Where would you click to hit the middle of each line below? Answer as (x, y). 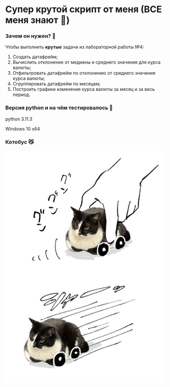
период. (21, 94)
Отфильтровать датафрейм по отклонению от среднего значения (84, 73)
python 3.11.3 (19, 119)
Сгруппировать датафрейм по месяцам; (56, 84)
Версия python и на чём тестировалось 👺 (59, 108)
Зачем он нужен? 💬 (31, 36)
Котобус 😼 (20, 142)
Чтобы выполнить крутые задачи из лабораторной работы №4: (75, 47)
